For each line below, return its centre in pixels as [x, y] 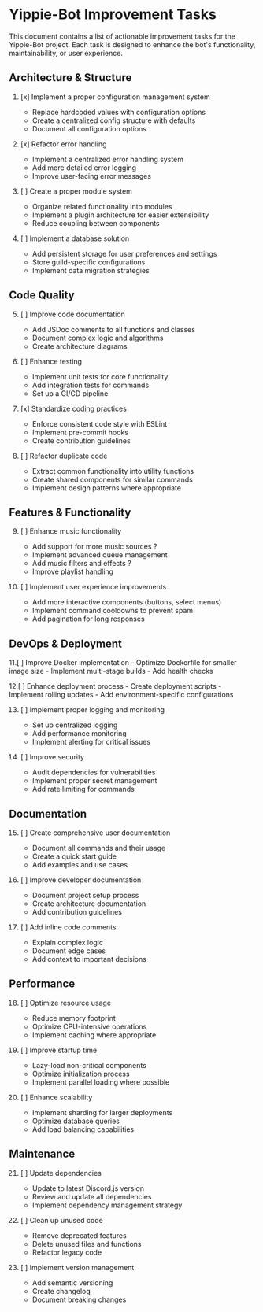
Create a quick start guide [74, 856]
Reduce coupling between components [96, 223]
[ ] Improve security [52, 757]
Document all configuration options [89, 128]
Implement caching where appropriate [94, 1035]
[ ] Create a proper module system [76, 191]
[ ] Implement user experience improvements [93, 587]
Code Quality [42, 296]
